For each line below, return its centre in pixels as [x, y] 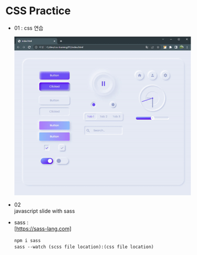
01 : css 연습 [29, 28]
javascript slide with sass [44, 211]
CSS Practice [38, 11]
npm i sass [27, 240]
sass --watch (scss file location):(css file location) [84, 247]
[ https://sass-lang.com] [43, 228]
